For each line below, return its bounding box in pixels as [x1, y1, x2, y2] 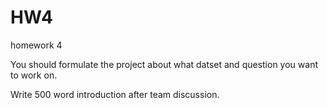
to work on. [10, 69, 58, 81]
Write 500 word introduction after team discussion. [10, 88, 220, 100]
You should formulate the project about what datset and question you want [10, 58, 318, 70]
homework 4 [10, 39, 63, 51]
